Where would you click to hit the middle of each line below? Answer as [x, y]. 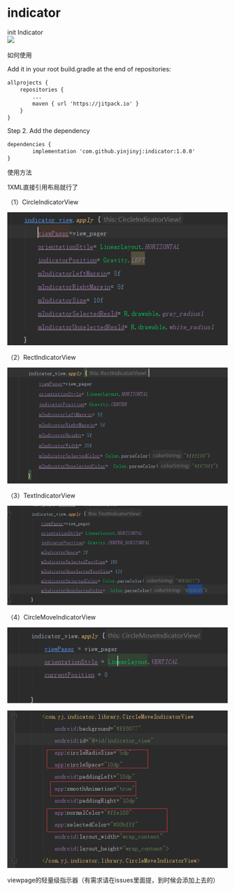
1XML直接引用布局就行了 [43, 187]
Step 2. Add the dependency [49, 130]
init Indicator [25, 32]
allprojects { [28, 83]
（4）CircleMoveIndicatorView [52, 617]
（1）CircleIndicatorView [43, 202]
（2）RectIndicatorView [42, 357]
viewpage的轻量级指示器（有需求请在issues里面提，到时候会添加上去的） [113, 880]
